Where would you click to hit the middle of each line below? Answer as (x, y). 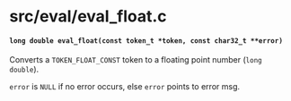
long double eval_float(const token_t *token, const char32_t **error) (146, 41)
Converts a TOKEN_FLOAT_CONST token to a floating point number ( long (136, 60)
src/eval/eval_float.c (88, 17)
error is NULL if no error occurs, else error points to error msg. (125, 87)
